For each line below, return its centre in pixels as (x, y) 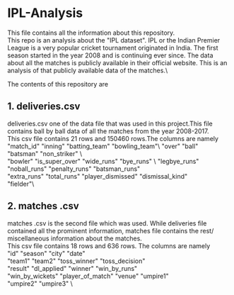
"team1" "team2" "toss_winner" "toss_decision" (76, 261)
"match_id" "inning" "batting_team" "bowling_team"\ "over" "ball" (103, 146)
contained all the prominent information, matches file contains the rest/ (111, 230)
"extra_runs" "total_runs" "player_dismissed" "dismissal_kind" (98, 176)
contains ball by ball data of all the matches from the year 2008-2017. (108, 131)
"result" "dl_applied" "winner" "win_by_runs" (72, 268)
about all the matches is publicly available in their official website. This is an (117, 62)
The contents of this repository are (58, 84)
